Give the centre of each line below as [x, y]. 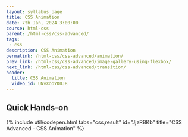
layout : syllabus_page [34, 12]
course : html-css [28, 28]
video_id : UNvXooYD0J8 [40, 84]
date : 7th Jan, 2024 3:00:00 [42, 23]
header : [16, 73]
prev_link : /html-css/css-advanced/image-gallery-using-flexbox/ [89, 61]
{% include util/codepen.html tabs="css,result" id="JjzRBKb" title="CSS [94, 122]
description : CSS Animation [41, 51]
